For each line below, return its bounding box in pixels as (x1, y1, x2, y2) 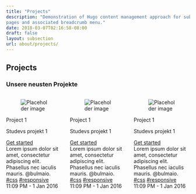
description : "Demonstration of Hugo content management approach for (6, 14, 181, 20)
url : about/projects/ (6, 41, 59, 47)
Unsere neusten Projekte (6, 80, 78, 88)
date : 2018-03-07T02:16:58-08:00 (6, 25, 87, 31)
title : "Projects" (6, 8, 51, 15)
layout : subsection (6, 36, 54, 41)
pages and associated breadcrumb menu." (6, 19, 106, 25)
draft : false (6, 30, 38, 36)
